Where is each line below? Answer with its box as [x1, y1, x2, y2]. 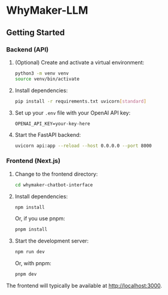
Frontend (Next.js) [6, 156, 61, 165]
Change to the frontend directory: [14, 170, 98, 177]
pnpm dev [14, 271, 37, 278]
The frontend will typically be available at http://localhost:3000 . [6, 282, 163, 290]
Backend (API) [6, 45, 49, 54]
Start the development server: [14, 237, 89, 245]
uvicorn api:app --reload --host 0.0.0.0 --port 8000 [14, 143, 152, 149]
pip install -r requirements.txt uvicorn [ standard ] [14, 98, 146, 105]
